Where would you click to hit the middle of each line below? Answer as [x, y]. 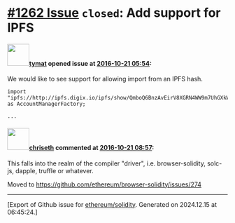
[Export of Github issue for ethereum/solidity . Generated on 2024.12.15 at [112, 204]
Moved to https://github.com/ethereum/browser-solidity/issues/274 [104, 184]
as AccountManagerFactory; [47, 104]
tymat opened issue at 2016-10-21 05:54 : [91, 63]
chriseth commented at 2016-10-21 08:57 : [92, 147]
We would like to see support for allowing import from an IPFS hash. [105, 79]
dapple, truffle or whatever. [55, 170]
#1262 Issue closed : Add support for [114, 13]
